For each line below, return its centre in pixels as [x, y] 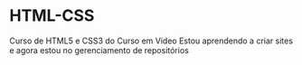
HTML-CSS [52, 16]
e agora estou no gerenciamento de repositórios [99, 50]
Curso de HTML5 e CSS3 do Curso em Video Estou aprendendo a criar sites [151, 41]
